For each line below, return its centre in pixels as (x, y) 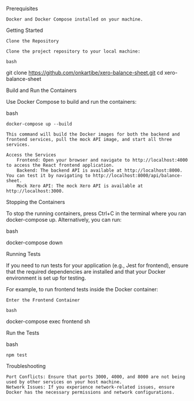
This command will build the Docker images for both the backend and (93, 134)
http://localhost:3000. (35, 191)
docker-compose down (34, 242)
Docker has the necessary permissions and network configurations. (91, 392)
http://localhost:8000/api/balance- (138, 176)
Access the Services (31, 155)
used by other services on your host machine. (64, 382)
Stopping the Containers (36, 202)
